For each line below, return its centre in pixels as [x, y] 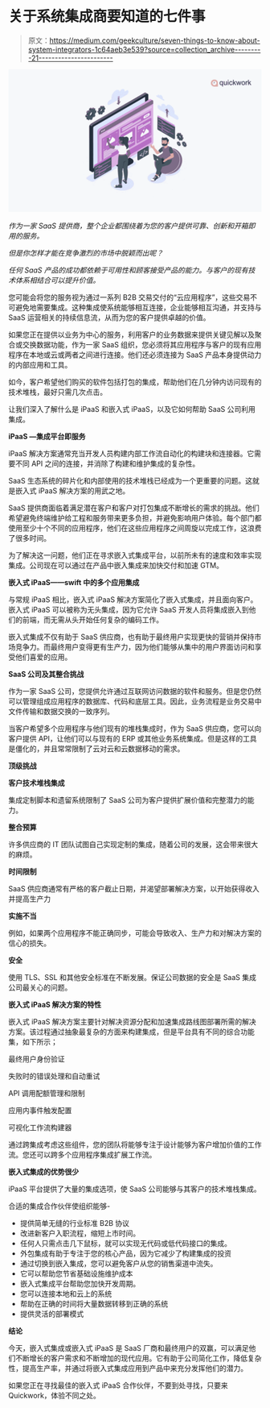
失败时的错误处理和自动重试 [54, 1076]
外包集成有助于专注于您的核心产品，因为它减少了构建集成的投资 [125, 1253]
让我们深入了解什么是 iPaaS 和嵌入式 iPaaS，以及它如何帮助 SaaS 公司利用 [132, 409]
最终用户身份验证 [37, 1059]
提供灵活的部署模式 [52, 1314]
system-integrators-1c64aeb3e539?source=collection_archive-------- [144, 49]
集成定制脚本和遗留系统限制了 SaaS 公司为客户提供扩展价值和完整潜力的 [128, 800]
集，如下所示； [33, 1042]
